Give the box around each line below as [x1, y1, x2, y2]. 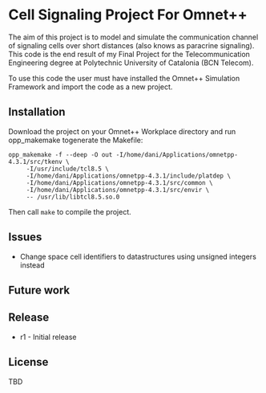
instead [19, 260, 46, 270]
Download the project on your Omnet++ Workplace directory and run [8, 126, 236, 136]
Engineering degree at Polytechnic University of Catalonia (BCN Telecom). [8, 58, 254, 68]
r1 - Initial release [19, 332, 77, 342]
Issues [8, 231, 42, 244]
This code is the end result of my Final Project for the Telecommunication [8, 49, 251, 59]
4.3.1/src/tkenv [8, 158, 62, 166]
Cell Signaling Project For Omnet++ [8, 6, 248, 24]
